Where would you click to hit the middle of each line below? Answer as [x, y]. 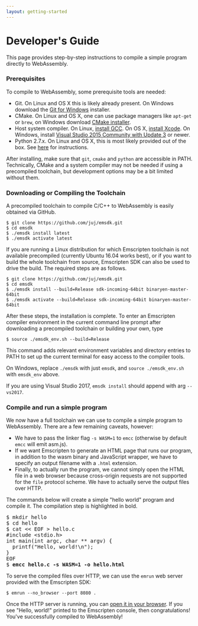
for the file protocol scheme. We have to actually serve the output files [102, 482]
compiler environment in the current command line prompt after [84, 322]
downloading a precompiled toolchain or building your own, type [85, 328]
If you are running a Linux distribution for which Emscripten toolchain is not [98, 250]
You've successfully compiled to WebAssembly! [64, 617]
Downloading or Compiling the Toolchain [66, 193]
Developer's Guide [53, 41]
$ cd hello [22, 523]
